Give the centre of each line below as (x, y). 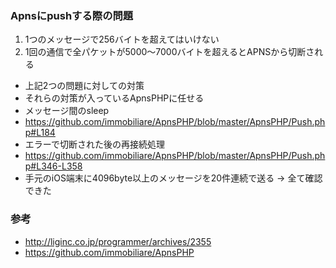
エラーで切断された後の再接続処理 (94, 144)
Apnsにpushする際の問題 (72, 15)
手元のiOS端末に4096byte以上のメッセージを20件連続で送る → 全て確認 (173, 178)
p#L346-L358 (53, 166)
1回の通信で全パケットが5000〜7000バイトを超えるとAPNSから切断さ (169, 52)
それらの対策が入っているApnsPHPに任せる (114, 98)
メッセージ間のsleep (67, 111)
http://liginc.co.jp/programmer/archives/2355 (118, 241)
